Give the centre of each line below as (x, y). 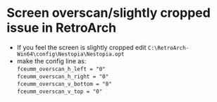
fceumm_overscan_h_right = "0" (63, 76)
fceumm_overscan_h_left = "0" (61, 69)
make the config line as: (51, 60)
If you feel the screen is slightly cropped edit (81, 47)
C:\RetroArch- (168, 48)
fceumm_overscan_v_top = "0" (60, 91)
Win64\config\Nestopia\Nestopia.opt (70, 54)
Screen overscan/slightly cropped (108, 13)
